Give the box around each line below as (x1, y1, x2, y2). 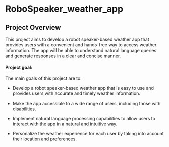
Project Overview (5, 23, 61, 32)
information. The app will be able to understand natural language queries (5, 47, 157, 53)
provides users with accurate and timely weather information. (12, 90, 140, 96)
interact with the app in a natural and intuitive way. (12, 121, 118, 127)
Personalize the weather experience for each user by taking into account (12, 131, 164, 137)
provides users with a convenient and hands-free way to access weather (5, 42, 157, 48)
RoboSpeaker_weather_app (5, 3, 124, 15)
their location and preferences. (12, 136, 77, 142)
